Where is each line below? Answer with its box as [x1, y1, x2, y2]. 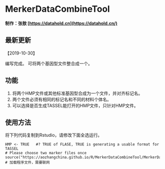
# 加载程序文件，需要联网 [5, 160, 50, 165]
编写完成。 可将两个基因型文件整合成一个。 [5, 60, 92, 66]
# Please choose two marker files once [5, 151, 87, 156]
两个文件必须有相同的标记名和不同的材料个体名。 [12, 96, 111, 102]
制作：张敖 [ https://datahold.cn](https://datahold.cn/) [5, 20, 118, 26]
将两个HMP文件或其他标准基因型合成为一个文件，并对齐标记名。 [12, 90, 143, 96]
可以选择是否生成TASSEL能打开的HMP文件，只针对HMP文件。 [12, 102, 138, 109]
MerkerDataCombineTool [5, 3, 110, 15]
